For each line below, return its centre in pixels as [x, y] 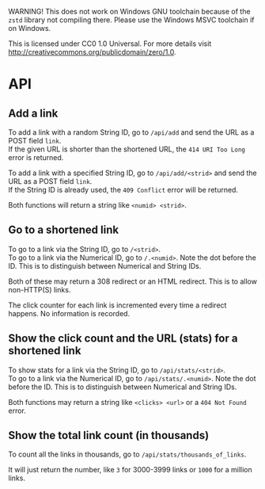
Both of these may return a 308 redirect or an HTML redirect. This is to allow [132, 281]
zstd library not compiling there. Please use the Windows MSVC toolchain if [131, 20]
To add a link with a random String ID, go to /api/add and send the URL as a [131, 132]
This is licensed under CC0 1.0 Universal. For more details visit [110, 44]
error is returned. [36, 157]
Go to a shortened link [64, 230]
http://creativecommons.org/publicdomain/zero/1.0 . [92, 52]
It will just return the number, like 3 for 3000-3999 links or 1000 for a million [130, 470]
